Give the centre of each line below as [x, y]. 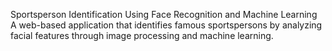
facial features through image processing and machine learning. [142, 35]
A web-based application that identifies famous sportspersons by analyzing [166, 25]
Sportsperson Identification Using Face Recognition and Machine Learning [164, 14]
